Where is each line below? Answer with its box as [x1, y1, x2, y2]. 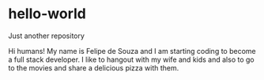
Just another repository [8, 31, 85, 40]
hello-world [8, 5, 87, 23]
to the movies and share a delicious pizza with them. [8, 63, 179, 72]
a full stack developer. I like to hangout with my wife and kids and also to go [8, 55, 255, 64]
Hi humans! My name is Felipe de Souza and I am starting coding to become [8, 46, 256, 55]
